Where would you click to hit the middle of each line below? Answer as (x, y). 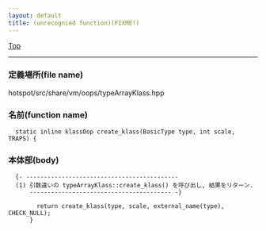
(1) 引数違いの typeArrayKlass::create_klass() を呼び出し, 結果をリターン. (135, 186)
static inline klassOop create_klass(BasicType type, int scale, (125, 132)
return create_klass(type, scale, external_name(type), (131, 206)
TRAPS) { (23, 139)
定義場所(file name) (46, 75)
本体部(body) (34, 160)
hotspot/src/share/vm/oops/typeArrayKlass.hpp (86, 93)
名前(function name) (48, 114)
